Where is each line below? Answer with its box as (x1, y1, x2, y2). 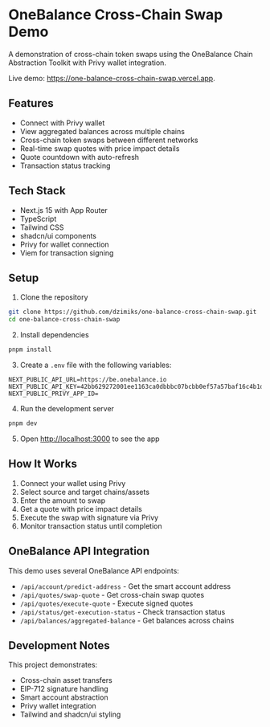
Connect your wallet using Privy (19, 478, 126, 488)
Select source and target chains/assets (19, 487, 150, 496)
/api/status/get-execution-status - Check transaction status (19, 607, 226, 616)
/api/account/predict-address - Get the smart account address (19, 581, 231, 591)
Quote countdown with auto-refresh (19, 152, 139, 161)
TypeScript (19, 214, 57, 223)
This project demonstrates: (8, 660, 98, 670)
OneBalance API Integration (8, 545, 150, 558)
